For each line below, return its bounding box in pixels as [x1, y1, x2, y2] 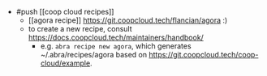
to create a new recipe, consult [28, 24, 132, 33]
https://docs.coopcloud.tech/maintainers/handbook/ [28, 32, 205, 42]
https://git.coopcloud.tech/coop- [149, 50, 259, 59]
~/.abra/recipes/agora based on [40, 50, 148, 59]
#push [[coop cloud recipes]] [15, 7, 114, 16]
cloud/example [40, 58, 91, 68]
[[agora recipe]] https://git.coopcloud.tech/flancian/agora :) [28, 15, 228, 25]
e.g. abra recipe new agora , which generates [40, 41, 192, 51]
